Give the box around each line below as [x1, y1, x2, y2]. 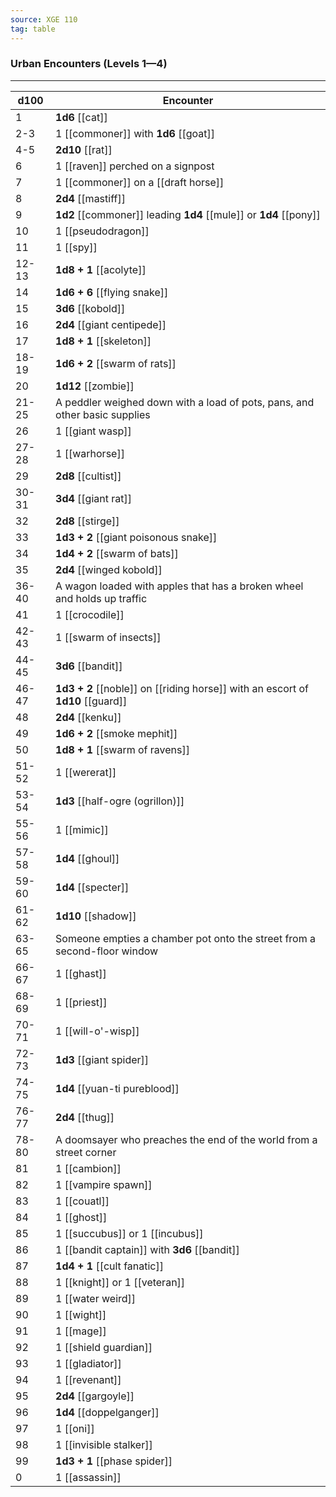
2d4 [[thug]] [55, 1110, 115, 1124]
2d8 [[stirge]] [55, 514, 120, 528]
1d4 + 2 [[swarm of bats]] [55, 546, 179, 560]
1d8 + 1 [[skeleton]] [55, 334, 152, 348]
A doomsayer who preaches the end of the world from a [55, 1132, 318, 1146]
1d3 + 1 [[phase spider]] [55, 1454, 173, 1468]
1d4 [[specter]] [55, 880, 130, 894]
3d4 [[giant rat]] [55, 491, 133, 505]
